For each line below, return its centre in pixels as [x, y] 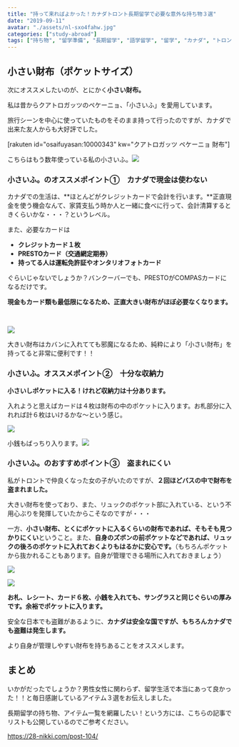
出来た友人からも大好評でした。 [54, 129]
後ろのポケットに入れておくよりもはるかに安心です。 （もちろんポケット [124, 546]
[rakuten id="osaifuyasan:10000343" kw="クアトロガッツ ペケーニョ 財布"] [119, 144]
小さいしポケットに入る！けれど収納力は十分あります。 [88, 391]
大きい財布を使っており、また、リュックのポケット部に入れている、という [116, 504]
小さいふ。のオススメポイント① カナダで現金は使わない [108, 179]
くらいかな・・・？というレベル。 [63, 214]
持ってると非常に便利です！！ [51, 354]
